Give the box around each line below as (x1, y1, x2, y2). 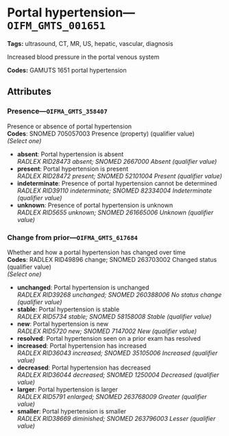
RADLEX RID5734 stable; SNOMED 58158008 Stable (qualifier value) (16, 312, 212, 320)
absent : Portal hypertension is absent (16, 149, 124, 158)
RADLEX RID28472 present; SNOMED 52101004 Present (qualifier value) (16, 171, 223, 180)
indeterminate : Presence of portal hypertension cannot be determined (16, 179, 217, 187)
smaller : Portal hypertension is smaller (16, 407, 127, 415)
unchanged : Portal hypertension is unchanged (16, 283, 149, 291)
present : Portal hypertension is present (16, 165, 129, 173)
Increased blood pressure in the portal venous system (7, 53, 160, 61)
